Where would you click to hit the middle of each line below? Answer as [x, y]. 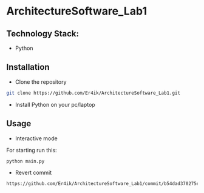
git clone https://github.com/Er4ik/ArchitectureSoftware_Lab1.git [93, 93]
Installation [28, 67]
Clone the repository [41, 82]
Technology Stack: [43, 34]
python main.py [25, 161]
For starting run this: [32, 150]
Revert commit [33, 173]
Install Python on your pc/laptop [55, 104]
